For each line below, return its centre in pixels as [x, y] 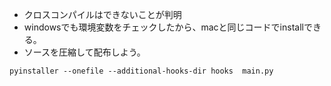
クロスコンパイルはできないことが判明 [102, 14]
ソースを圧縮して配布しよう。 [84, 52]
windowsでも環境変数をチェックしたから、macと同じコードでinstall [163, 27]
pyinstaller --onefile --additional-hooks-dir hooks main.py [141, 71]
